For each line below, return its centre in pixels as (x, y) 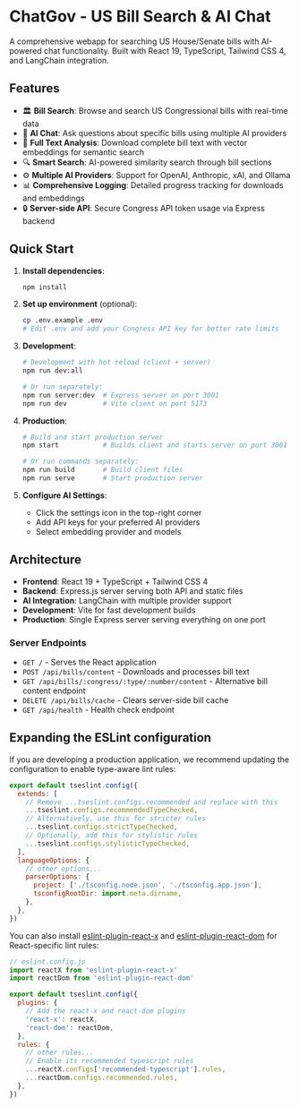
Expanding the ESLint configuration (111, 738)
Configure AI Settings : (64, 495)
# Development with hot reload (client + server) (117, 363)
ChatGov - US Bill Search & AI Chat (140, 17)
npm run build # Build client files (103, 470)
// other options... (64, 869)
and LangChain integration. (59, 60)
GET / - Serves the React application (89, 662)
